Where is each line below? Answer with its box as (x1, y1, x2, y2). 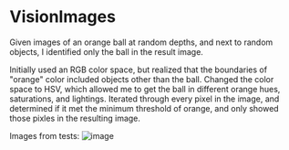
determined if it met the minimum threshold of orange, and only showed (9, 102, 280, 113)
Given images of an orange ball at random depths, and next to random (9, 37, 274, 48)
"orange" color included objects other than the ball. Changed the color (9, 73, 274, 84)
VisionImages (9, 6, 117, 27)
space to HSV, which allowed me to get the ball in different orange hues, (9, 83, 281, 94)
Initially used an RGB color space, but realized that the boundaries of (9, 64, 267, 75)
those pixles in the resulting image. (9, 112, 141, 123)
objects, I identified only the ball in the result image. (9, 46, 203, 57)
